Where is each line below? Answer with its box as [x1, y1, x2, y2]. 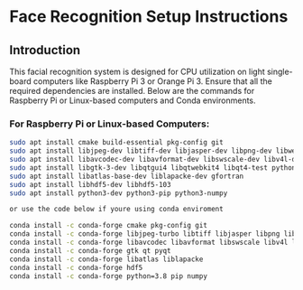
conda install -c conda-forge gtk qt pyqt [9, 246, 171, 255]
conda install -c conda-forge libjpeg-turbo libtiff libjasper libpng [9, 229, 280, 239]
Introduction [9, 42, 81, 58]
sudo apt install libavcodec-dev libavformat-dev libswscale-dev [9, 155, 260, 164]
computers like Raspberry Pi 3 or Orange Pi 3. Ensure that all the [32, 76, 272, 87]
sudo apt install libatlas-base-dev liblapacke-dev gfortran [9, 172, 244, 181]
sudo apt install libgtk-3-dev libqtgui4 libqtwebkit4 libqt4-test [9, 163, 269, 173]
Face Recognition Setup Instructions [9, 6, 289, 27]
